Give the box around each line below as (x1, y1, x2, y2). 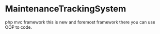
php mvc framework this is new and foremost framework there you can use (5, 19, 156, 25)
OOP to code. (5, 24, 32, 30)
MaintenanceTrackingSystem (5, 3, 126, 14)
